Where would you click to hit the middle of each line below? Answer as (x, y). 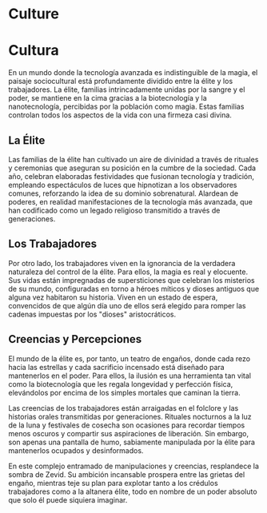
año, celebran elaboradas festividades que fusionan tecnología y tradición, (131, 176)
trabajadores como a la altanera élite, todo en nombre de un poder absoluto (133, 491)
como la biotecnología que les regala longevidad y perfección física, (121, 384)
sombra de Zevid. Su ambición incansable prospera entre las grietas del (127, 474)
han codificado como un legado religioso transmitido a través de (114, 210)
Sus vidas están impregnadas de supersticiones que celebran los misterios (132, 280)
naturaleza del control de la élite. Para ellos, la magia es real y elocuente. (128, 272)
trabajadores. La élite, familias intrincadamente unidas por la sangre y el (127, 89)
